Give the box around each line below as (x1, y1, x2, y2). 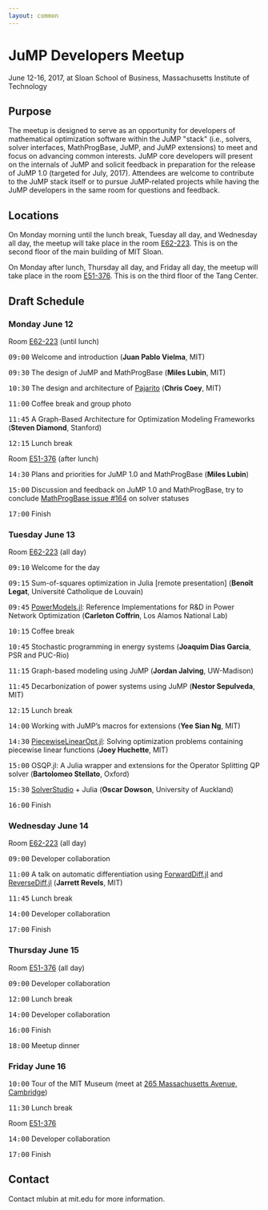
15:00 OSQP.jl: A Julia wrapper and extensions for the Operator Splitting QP (8, 761, 260, 771)
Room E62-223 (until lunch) (8, 336, 100, 346)
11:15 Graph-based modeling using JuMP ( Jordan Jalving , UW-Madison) (8, 666, 254, 676)
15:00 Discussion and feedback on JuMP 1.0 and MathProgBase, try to (8, 484, 244, 494)
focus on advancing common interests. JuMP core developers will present (8, 152, 254, 161)
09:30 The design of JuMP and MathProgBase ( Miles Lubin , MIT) (8, 367, 226, 377)
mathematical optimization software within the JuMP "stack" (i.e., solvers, (8, 134, 252, 144)
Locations (8, 208, 59, 222)
